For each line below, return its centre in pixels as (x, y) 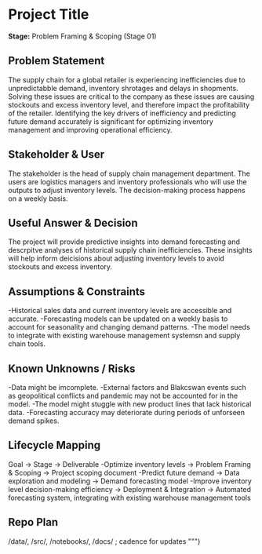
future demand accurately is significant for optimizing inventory (111, 121)
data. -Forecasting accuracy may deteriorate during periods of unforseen (127, 412)
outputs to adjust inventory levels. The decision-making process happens (127, 190)
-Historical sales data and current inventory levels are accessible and (120, 311)
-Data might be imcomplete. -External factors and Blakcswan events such (127, 387)
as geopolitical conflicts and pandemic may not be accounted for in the (123, 395)
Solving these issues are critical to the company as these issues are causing (131, 97)
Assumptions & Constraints (77, 292)
